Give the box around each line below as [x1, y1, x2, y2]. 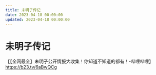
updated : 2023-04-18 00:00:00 [5, 17, 70, 22]
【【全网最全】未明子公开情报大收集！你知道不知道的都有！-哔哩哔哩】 [5, 58, 154, 64]
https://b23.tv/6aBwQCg [5, 64, 57, 70]
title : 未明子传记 [5, 7, 41, 13]
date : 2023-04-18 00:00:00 [5, 12, 63, 17]
